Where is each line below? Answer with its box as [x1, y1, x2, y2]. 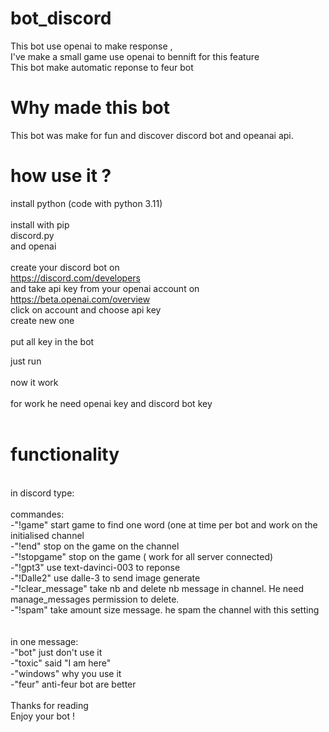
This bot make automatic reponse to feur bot [10, 61, 194, 73]
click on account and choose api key [10, 303, 162, 316]
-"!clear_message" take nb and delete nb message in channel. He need [10, 582, 304, 594]
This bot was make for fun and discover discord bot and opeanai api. [10, 129, 294, 141]
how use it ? [10, 165, 112, 187]
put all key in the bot [10, 335, 95, 347]
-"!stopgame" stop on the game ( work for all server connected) [10, 550, 274, 562]
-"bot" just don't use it [10, 646, 103, 658]
